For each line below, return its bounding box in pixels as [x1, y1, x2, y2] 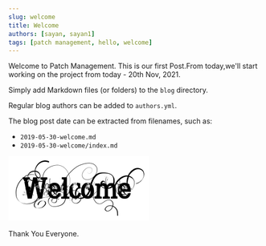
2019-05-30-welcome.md [19, 133, 96, 142]
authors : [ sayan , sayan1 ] [8, 30, 95, 38]
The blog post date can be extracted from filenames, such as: [8, 116, 213, 126]
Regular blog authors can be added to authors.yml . [8, 101, 178, 111]
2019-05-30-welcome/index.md [19, 142, 118, 150]
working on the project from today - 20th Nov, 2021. [8, 70, 181, 79]
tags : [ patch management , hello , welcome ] [8, 38, 153, 46]
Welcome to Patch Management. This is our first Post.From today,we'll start [8, 61, 258, 71]
